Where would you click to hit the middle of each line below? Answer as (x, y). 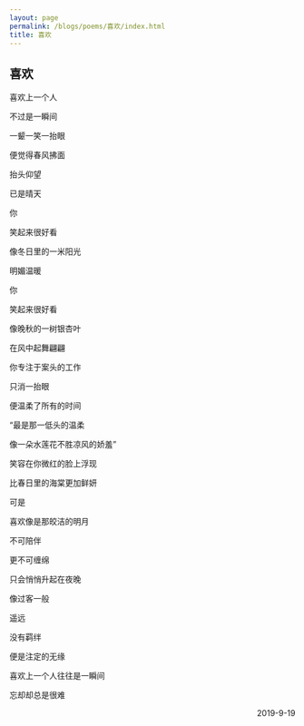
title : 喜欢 (30, 34)
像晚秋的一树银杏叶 (45, 329)
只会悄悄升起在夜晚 (45, 579)
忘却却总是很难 (37, 695)
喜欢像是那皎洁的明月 (49, 522)
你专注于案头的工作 (45, 368)
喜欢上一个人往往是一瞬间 (57, 676)
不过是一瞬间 (33, 117)
